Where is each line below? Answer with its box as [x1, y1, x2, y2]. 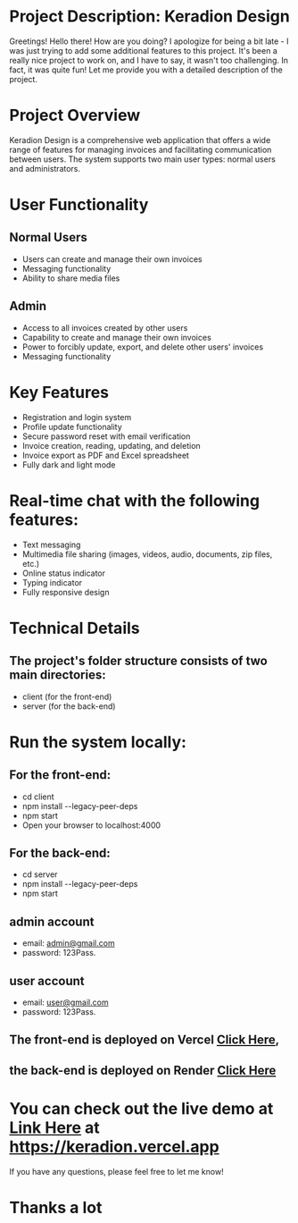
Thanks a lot [9, 1197, 103, 1218]
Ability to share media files [21, 273, 120, 283]
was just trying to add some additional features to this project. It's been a [9, 45, 278, 55]
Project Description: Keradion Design [9, 6, 290, 27]
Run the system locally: [9, 731, 187, 752]
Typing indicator [21, 577, 83, 587]
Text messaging [21, 539, 81, 550]
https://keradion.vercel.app [9, 1136, 220, 1157]
